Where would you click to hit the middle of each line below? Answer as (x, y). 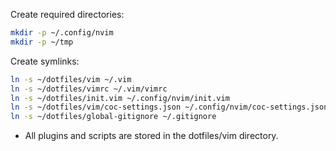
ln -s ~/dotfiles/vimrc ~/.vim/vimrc (89, 89)
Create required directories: (67, 14)
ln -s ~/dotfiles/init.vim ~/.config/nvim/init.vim (120, 98)
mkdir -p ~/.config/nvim (62, 33)
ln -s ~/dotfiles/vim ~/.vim (71, 79)
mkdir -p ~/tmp (42, 42)
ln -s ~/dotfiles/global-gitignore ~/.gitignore (113, 117)
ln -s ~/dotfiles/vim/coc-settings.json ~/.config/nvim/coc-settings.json (169, 107)
